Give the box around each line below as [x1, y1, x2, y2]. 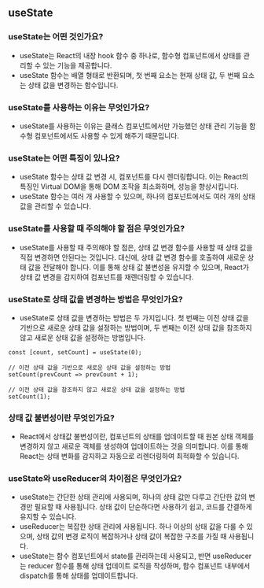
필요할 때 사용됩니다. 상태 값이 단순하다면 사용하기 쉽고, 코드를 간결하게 [34, 502, 253, 512]
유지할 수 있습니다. [19, 512, 77, 522]
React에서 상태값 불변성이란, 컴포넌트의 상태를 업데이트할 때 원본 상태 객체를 [19, 432, 255, 442]
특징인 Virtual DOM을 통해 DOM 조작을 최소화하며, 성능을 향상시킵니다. [19, 182, 240, 191]
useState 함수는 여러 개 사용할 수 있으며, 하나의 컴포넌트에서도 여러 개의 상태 [19, 192, 255, 202]
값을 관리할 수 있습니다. [19, 202, 92, 211]
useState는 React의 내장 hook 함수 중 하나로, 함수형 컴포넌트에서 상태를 [19, 50, 242, 60]
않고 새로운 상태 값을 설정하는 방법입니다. [19, 332, 146, 342]
